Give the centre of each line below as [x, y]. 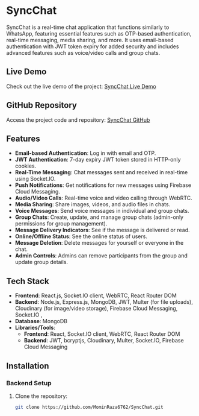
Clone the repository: [41, 396]
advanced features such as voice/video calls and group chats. [83, 52]
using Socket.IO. [35, 179]
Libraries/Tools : [35, 328]
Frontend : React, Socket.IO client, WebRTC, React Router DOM [102, 334]
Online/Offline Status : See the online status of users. [81, 236]
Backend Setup [29, 383]
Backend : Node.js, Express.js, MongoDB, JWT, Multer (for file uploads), [104, 302]
